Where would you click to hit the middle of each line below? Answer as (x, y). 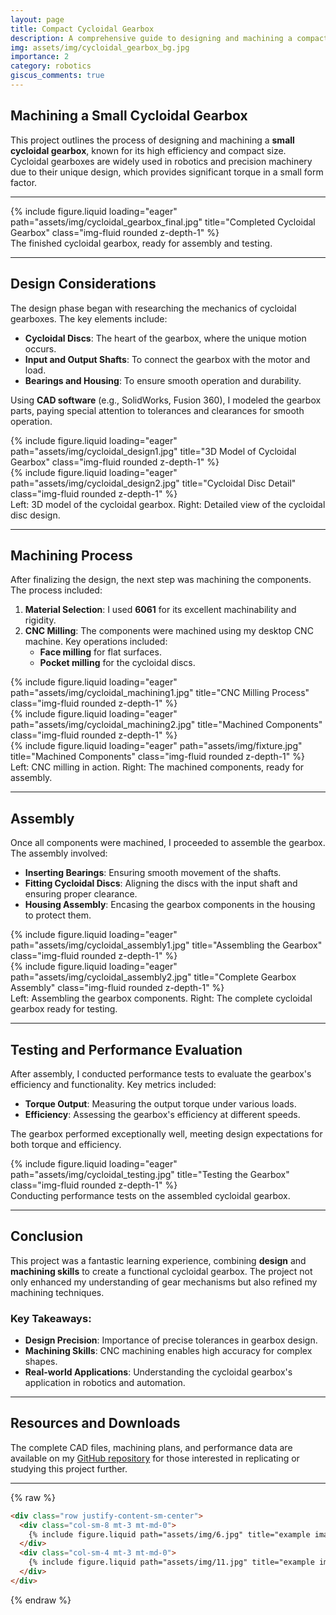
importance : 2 (40, 57)
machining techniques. (57, 1292)
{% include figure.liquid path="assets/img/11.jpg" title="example (171, 1562)
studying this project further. (69, 1468)
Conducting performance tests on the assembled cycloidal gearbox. (150, 1195)
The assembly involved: (59, 853)
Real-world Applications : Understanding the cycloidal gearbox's (158, 1372)
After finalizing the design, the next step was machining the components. (161, 580)
